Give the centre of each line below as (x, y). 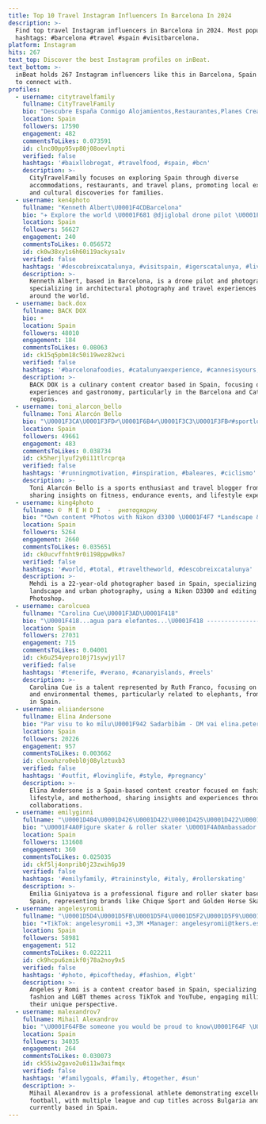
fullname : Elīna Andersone (67, 717)
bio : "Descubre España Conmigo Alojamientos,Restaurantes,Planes (133, 112)
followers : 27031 (51, 636)
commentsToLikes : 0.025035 (67, 857)
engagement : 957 (49, 746)
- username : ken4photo (53, 200)
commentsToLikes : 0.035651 (67, 547)
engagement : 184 (49, 341)
